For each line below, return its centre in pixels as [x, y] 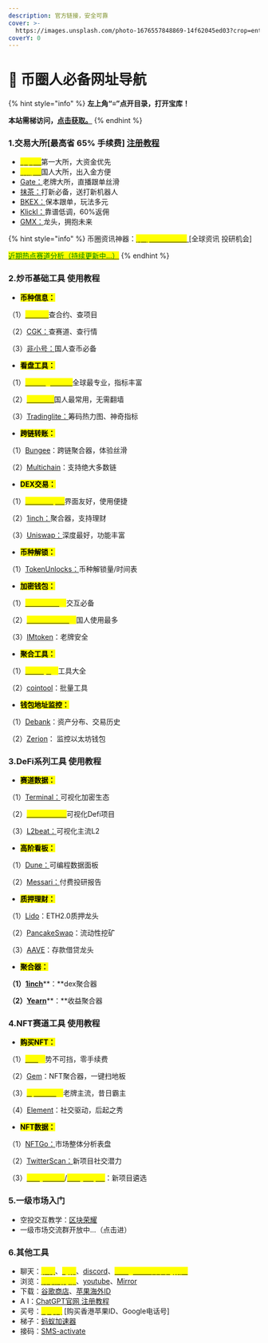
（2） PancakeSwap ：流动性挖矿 [62, 933]
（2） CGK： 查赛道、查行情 [53, 331]
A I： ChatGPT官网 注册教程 [65, 1301]
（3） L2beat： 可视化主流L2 [54, 831]
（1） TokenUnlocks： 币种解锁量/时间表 [73, 568]
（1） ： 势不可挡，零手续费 [58, 1060]
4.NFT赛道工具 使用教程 [54, 1023]
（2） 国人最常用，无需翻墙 [66, 399]
